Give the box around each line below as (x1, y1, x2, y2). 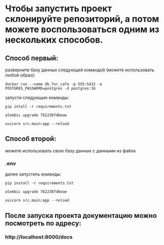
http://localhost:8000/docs (5, 234, 73, 241)
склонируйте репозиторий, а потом (5, 13, 159, 25)
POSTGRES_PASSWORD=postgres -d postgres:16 (5, 86, 96, 91)
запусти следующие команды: (5, 94, 69, 100)
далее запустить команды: (5, 171, 62, 177)
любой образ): (5, 72, 36, 78)
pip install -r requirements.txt (5, 181, 74, 186)
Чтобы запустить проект (5, 3, 112, 14)
